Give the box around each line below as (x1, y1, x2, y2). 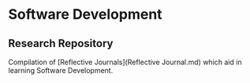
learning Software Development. (8, 66, 114, 75)
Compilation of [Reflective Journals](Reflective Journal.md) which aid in (8, 57, 242, 67)
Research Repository (8, 37, 114, 50)
